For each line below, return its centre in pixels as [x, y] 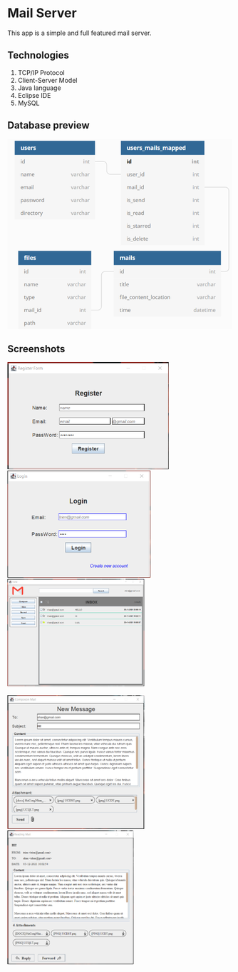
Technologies [38, 55]
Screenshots [36, 349]
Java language [40, 88]
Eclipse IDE [34, 95]
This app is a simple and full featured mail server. [79, 33]
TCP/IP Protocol [41, 72]
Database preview [48, 125]
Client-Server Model [47, 80]
